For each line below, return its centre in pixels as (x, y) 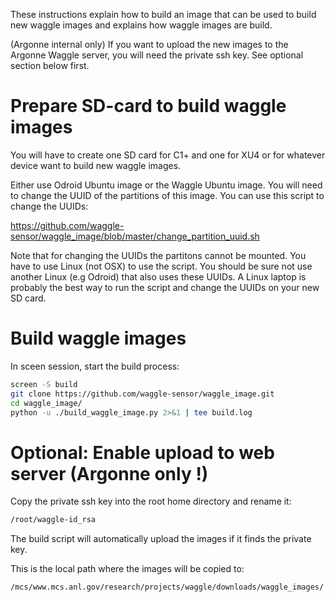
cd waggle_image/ (46, 403)
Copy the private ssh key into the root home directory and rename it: (151, 501)
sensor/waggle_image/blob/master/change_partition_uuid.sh (135, 236)
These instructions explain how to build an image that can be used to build (163, 14)
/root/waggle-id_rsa (53, 520)
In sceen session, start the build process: (95, 366)
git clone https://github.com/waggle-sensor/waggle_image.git (142, 394)
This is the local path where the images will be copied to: (127, 569)
